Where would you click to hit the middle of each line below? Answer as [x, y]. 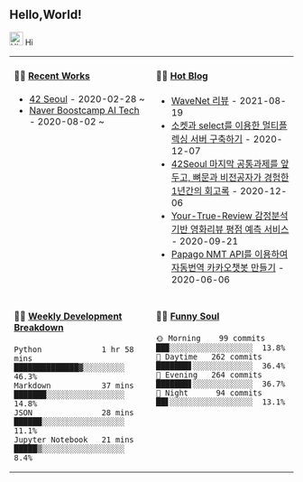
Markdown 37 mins [74, 386]
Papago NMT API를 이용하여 [230, 255]
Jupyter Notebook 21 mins [74, 440]
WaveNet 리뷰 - [204, 101]
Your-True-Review [211, 216]
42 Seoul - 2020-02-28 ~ [87, 99]
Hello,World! [46, 15]
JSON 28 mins [74, 413]
